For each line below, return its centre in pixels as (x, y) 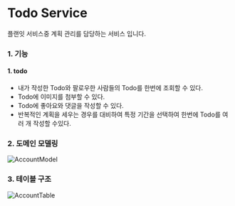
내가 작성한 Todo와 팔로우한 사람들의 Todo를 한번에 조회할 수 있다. (110, 88)
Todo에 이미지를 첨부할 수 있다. (61, 97)
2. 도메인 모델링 (33, 143)
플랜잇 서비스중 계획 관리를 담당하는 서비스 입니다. (77, 33)
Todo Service (47, 13)
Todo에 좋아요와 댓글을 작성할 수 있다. (71, 106)
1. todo (17, 71)
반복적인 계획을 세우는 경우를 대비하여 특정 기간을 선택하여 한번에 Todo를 (119, 114)
